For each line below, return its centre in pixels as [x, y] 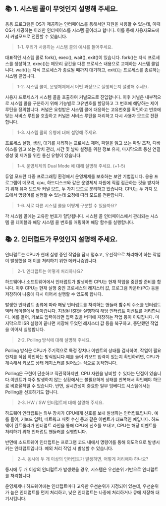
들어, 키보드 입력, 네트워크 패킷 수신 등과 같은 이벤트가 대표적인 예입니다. [80, 419]
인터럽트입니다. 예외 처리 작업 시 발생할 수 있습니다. [64, 448]
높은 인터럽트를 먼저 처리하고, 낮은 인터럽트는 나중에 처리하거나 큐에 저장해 [82, 492]
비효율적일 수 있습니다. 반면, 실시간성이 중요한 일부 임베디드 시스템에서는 [80, 386]
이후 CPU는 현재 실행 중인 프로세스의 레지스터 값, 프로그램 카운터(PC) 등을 [87, 288]
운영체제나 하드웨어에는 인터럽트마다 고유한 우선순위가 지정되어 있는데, [73, 486]
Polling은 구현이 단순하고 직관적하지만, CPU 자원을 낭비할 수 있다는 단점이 [77, 373]
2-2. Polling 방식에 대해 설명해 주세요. [54, 340]
